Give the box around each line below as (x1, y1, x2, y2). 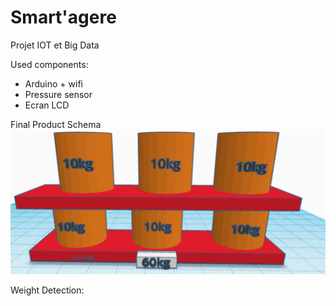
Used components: (10, 58, 89, 70)
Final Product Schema (10, 118, 102, 130)
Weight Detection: (10, 284, 85, 296)
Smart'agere (10, 6, 117, 29)
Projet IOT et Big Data (10, 39, 100, 51)
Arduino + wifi (24, 77, 83, 90)
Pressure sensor (24, 88, 93, 100)
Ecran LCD (24, 99, 70, 111)
